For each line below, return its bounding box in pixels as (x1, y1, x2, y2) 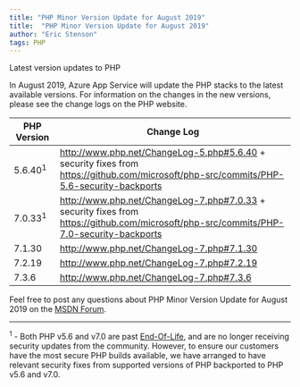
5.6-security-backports (59, 180, 162, 192)
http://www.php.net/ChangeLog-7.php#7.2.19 (59, 257, 258, 269)
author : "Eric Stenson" (9, 29, 98, 38)
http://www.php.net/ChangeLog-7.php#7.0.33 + (59, 194, 266, 206)
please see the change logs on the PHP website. (9, 99, 187, 110)
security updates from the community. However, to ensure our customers (9, 341, 279, 351)
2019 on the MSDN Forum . (9, 304, 107, 315)
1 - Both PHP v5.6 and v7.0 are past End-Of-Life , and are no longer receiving (9, 330, 290, 341)
